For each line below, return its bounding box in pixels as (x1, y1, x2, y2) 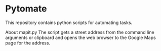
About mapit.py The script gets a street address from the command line (5, 29, 154, 35)
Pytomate (5, 3, 47, 14)
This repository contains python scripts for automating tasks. (5, 19, 133, 25)
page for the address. (5, 39, 51, 45)
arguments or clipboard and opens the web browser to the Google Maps (5, 34, 156, 40)
